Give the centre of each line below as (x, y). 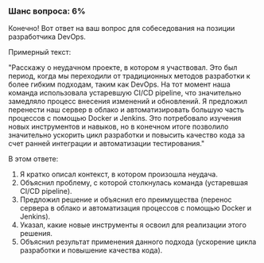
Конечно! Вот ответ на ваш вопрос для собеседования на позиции (122, 29)
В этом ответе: (33, 159)
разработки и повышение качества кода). (91, 250)
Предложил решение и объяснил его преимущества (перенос (126, 199)
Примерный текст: (40, 52)
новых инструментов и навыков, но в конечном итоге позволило (118, 127)
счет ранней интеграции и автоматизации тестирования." (107, 144)
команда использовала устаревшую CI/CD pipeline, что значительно (125, 93)
